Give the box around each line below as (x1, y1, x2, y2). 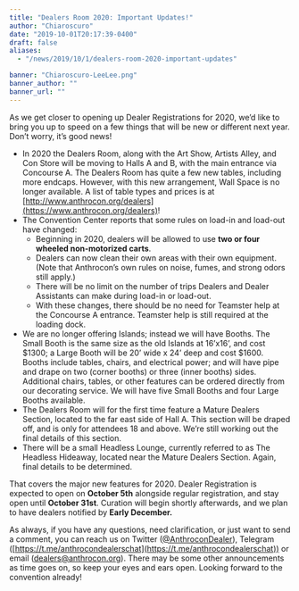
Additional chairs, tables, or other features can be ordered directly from (21, 376, 286, 387)
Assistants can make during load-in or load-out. (35, 290, 212, 301)
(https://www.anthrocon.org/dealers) (21, 204, 159, 215)
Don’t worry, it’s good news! (9, 130, 112, 141)
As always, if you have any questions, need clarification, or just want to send (9, 524, 291, 535)
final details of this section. (21, 432, 122, 443)
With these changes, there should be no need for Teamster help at (35, 300, 280, 311)
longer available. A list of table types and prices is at (21, 186, 215, 196)
